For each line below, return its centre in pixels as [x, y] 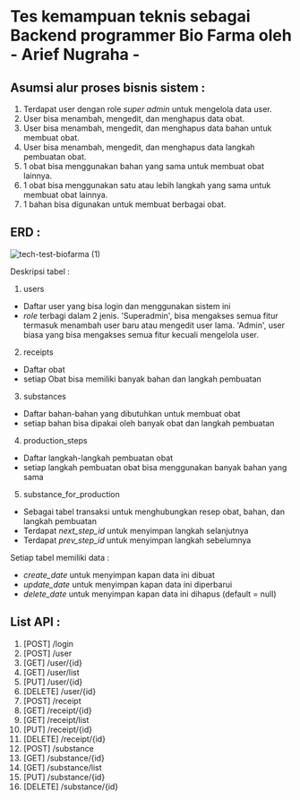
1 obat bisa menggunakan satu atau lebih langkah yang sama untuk [147, 185]
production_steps [55, 440]
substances [44, 396]
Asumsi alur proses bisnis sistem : [108, 87]
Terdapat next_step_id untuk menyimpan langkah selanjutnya [136, 530]
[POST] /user [47, 653]
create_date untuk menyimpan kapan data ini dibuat [119, 574]
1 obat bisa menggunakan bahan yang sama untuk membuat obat [144, 166]
